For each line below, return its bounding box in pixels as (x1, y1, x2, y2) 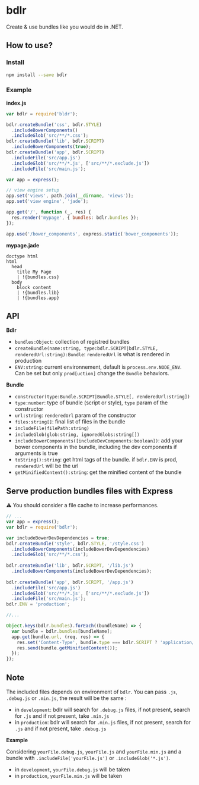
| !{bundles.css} (17, 274, 60, 280)
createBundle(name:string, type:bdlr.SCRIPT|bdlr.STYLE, (14, 346, 159, 351)
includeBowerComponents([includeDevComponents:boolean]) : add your (14, 437, 183, 444)
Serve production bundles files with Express (6, 486, 174, 496)
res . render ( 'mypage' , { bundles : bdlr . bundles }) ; (11, 215, 139, 221)
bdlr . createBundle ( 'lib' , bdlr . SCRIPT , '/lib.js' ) (6, 563, 134, 569)
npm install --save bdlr (6, 72, 68, 78)
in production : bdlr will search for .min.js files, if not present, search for (14, 718, 191, 726)
